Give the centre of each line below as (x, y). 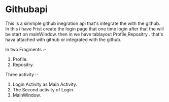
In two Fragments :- (26, 49)
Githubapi (27, 9)
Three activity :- (22, 74)
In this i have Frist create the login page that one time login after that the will (84, 28)
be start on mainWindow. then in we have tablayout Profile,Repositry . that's (84, 34)
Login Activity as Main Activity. (45, 84)
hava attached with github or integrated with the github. (63, 40)
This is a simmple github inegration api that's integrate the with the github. (83, 23)
